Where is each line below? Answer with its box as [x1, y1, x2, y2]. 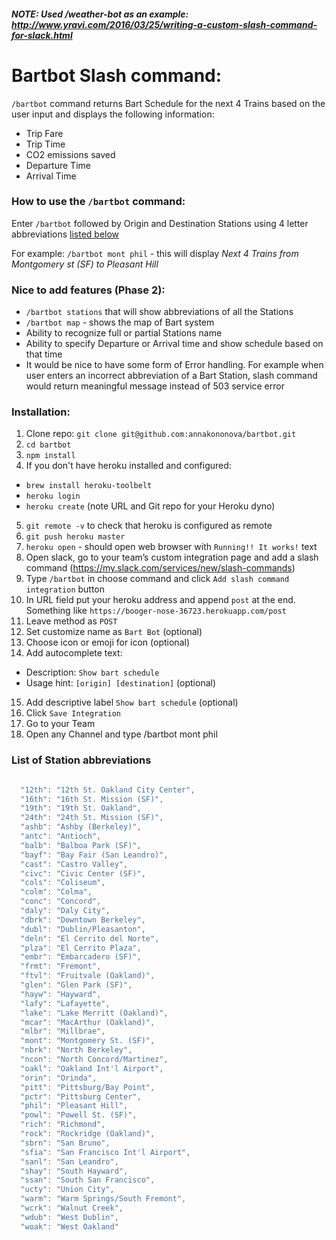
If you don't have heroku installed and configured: [25, 460, 232, 472]
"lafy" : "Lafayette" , [20, 998, 111, 1009]
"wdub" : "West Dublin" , [20, 1212, 119, 1222]
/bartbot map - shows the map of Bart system [25, 316, 215, 329]
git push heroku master [25, 532, 126, 542]
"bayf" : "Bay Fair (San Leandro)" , [20, 850, 169, 860]
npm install [25, 451, 76, 461]
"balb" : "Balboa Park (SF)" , [20, 840, 142, 850]
